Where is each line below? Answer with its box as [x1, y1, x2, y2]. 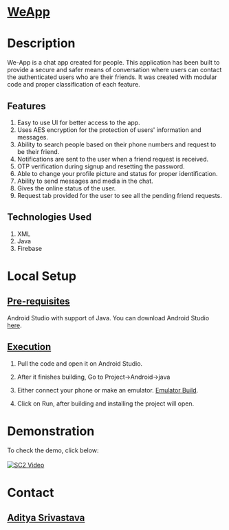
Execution [7, 341, 52, 353]
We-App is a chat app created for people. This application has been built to [7, 58, 220, 67]
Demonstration [7, 423, 95, 439]
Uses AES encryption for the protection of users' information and [17, 125, 201, 134]
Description [7, 36, 76, 52]
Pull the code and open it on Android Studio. [17, 359, 143, 368]
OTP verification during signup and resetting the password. [17, 162, 185, 170]
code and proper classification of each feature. [7, 80, 141, 89]
